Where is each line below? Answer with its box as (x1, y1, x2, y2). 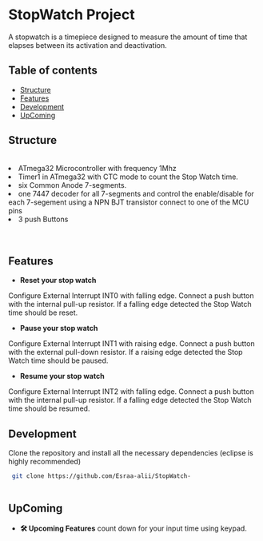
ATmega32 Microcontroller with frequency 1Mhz (18, 163, 177, 173)
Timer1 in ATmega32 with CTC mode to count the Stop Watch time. (18, 172, 238, 181)
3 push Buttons (18, 214, 69, 224)
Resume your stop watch (19, 372, 106, 381)
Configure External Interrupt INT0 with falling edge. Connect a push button (8, 291, 254, 300)
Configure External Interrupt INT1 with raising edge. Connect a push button (8, 339, 255, 348)
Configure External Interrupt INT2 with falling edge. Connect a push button (8, 387, 254, 396)
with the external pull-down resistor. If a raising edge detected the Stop (8, 348, 243, 357)
